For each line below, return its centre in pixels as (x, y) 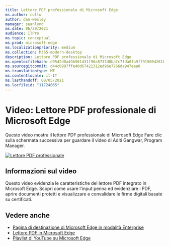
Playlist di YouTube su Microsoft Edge (52, 238)
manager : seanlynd (24, 24)
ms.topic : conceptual (28, 38)
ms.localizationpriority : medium (40, 47)
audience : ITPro (22, 33)
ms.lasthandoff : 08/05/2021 (35, 80)
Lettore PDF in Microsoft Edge (44, 233)
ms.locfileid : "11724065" (32, 85)
